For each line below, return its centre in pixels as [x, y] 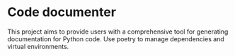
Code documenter [62, 12]
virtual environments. [38, 46]
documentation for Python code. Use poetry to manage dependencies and [116, 38]
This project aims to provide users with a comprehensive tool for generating [118, 31]
